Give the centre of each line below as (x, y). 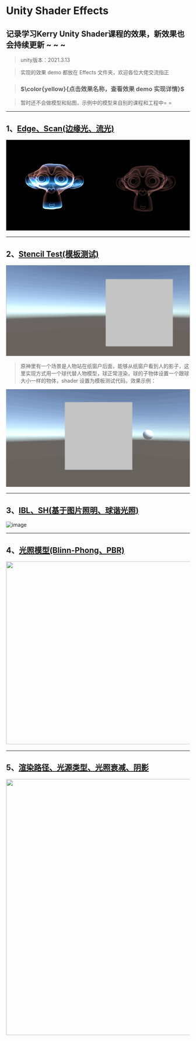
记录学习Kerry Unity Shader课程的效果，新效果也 (95, 34)
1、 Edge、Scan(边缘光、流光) (60, 128)
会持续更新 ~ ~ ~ (36, 45)
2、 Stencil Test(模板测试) (52, 254)
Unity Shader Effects (57, 11)
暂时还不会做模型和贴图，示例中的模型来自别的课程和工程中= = (96, 103)
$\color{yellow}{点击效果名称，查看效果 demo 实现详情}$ (102, 89)
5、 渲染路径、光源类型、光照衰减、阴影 (78, 768)
